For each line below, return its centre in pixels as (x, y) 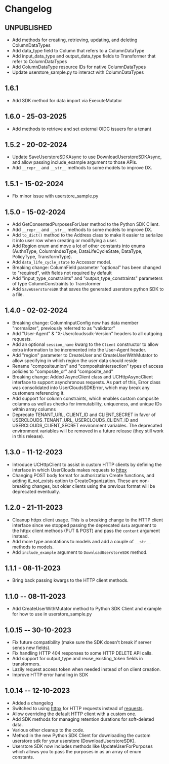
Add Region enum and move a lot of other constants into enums (78, 246)
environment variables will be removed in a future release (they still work (88, 431)
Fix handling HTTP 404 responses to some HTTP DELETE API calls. (82, 653)
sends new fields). (31, 648)
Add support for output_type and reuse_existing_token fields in (77, 658)
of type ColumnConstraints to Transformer (56, 284)
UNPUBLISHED (29, 28)
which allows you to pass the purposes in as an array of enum (77, 751)
